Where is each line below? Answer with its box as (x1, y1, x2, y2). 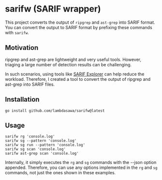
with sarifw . (5, 30, 29, 35)
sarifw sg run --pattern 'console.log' (5, 143, 86, 148)
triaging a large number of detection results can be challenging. (5, 61, 132, 67)
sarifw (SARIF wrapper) (5, 3, 101, 15)
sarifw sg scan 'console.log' (5, 147, 66, 152)
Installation (5, 95, 40, 104)
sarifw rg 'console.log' (5, 134, 55, 139)
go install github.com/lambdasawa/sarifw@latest (5, 108, 105, 113)
